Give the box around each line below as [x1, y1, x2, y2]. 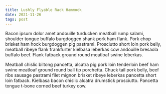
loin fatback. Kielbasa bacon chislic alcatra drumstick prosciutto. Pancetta [5, 77, 158, 83]
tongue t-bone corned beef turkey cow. [5, 83, 87, 89]
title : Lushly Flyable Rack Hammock [5, 7, 82, 13]
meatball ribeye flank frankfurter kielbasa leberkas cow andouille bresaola [5, 46, 158, 53]
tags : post [5, 17, 28, 22]
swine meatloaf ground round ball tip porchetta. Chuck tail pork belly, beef [5, 67, 159, 73]
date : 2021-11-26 [5, 12, 42, 17]
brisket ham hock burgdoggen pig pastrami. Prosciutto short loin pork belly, [5, 41, 161, 47]
